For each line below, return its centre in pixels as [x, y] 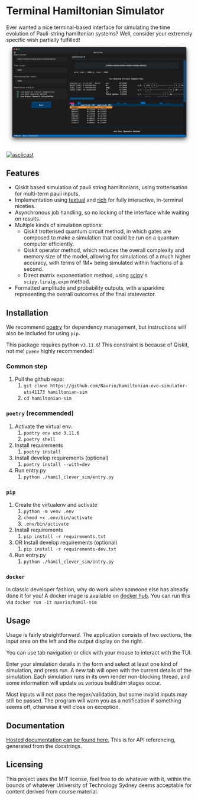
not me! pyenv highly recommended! [50, 351]
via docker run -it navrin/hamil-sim [51, 602]
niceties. [25, 206]
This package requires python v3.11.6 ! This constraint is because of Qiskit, [98, 345]
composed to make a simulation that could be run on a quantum [101, 238]
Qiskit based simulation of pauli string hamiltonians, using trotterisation [101, 187]
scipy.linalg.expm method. [57, 281]
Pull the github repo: [39, 379]
